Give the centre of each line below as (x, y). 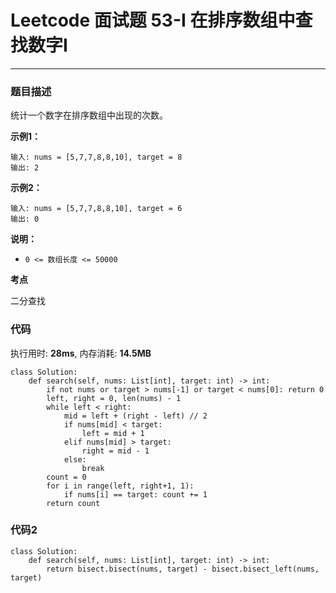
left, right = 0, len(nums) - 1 (114, 398)
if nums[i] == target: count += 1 (135, 494)
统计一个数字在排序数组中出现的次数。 (89, 115)
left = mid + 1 (113, 433)
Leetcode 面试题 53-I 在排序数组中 (153, 20)
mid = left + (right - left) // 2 (135, 416)
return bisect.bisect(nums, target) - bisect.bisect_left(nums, (183, 569)
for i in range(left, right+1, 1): (120, 486)
